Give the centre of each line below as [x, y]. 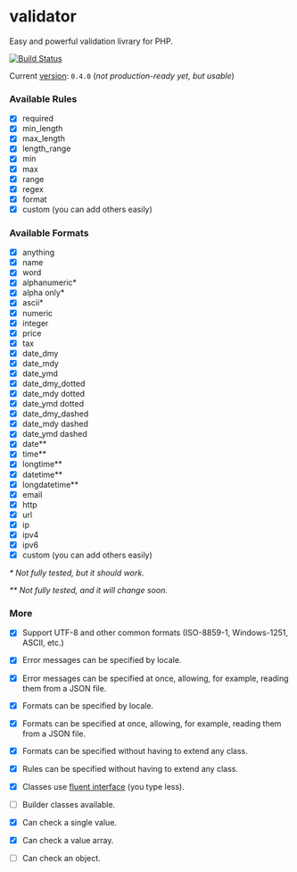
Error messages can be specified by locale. [102, 660]
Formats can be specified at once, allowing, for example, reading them [152, 723]
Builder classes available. [69, 804]
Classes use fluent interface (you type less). [103, 786]
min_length [42, 129]
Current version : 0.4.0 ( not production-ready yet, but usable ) [122, 75]
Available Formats [49, 232]
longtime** [42, 464]
